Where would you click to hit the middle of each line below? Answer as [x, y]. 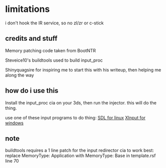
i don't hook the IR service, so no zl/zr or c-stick [54, 23]
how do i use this [32, 91]
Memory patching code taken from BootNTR [50, 50]
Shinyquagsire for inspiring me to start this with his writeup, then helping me [83, 70]
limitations [28, 9]
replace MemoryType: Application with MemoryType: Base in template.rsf [81, 156]
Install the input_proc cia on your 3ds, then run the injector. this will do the [81, 102]
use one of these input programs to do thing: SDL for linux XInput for [75, 117]
